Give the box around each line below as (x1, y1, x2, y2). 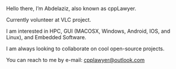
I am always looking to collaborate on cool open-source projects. (6, 45, 165, 52)
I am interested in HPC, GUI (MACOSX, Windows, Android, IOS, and (6, 27, 171, 34)
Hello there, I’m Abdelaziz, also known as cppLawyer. (6, 5, 136, 12)
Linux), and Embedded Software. (6, 34, 87, 40)
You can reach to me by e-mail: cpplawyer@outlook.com (6, 57, 145, 63)
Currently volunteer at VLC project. (6, 16, 92, 23)
